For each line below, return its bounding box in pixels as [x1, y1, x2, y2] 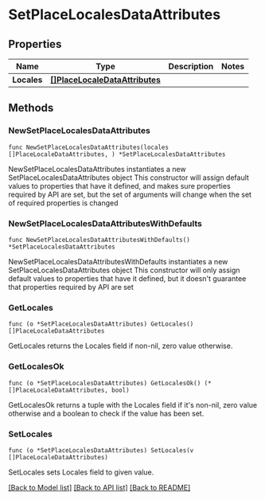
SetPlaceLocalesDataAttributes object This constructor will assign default [8, 173, 249, 182]
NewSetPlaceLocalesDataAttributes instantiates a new [8, 164, 186, 174]
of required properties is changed [8, 197, 119, 208]
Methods [8, 101, 54, 115]
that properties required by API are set [8, 282, 134, 291]
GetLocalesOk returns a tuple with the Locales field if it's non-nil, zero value [8, 400, 258, 409]
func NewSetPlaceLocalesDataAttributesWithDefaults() [8, 236, 191, 244]
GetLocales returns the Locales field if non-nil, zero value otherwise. [8, 341, 233, 351]
